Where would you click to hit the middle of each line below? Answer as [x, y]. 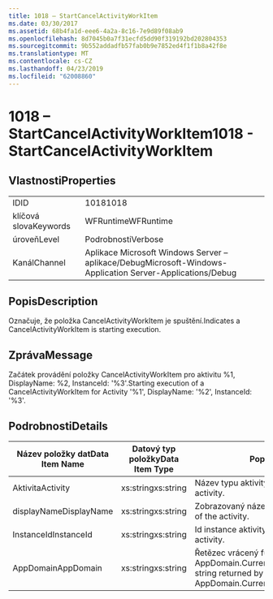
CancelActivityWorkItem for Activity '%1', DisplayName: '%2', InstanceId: [130, 392]
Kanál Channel [39, 262]
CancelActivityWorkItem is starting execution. [85, 330]
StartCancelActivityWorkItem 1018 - [131, 134]
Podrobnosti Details [58, 426]
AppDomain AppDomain [58, 568]
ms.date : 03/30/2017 [43, 24]
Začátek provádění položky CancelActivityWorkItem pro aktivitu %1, [122, 375]
